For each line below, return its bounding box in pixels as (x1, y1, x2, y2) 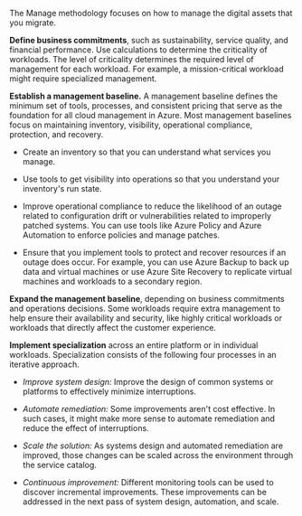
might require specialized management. (9, 73, 157, 84)
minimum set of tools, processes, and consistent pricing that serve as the (9, 100, 283, 111)
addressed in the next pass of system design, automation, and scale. (22, 496, 279, 507)
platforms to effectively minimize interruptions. (22, 386, 197, 397)
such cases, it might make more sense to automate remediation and (22, 413, 276, 424)
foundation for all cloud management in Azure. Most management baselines (9, 110, 292, 120)
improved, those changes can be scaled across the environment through (22, 450, 294, 460)
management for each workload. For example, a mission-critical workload (9, 63, 285, 74)
